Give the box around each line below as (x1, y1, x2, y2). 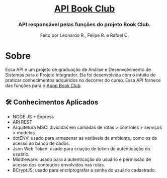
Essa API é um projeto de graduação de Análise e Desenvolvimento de (5, 66, 151, 73)
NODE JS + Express (12, 114, 54, 120)
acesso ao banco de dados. (12, 140, 70, 146)
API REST (12, 119, 33, 125)
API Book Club (54, 3, 115, 15)
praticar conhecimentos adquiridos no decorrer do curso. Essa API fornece (5, 77, 161, 83)
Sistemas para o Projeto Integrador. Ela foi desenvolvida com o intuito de (5, 72, 156, 78)
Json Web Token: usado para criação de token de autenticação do (12, 146, 150, 152)
